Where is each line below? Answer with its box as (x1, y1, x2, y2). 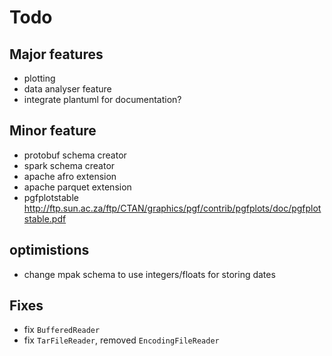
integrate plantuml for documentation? (23, 94, 182, 105)
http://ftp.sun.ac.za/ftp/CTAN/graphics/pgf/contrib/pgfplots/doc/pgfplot (23, 202, 322, 214)
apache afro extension (23, 170, 117, 182)
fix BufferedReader (23, 324, 101, 336)
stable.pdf (23, 212, 67, 225)
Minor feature (9, 122, 97, 140)
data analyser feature (23, 83, 112, 95)
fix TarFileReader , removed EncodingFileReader (23, 334, 220, 346)
